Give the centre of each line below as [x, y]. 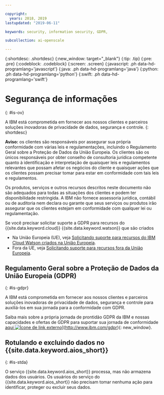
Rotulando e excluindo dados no [55, 343]
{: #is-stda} [17, 362]
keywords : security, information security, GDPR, [57, 32]
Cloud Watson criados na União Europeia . [54, 243]
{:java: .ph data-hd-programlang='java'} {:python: [108, 69]
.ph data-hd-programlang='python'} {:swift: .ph [53, 74]
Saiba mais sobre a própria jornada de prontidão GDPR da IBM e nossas [77, 317]
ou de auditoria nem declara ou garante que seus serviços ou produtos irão [81, 203]
